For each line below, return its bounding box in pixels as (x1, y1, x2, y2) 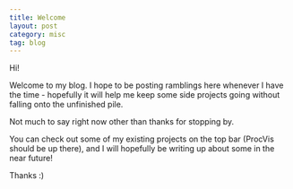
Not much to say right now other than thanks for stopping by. (9, 116, 235, 127)
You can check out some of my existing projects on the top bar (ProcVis (9, 133, 275, 144)
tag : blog (9, 38, 47, 47)
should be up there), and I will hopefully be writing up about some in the (9, 143, 275, 154)
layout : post (9, 21, 58, 30)
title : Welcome (9, 13, 66, 22)
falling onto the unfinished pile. (9, 99, 124, 110)
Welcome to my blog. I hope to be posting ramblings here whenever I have (9, 80, 284, 90)
